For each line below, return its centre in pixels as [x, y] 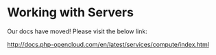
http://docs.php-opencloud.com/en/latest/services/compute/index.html [108, 44]
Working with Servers [70, 13]
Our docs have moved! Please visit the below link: [77, 31]
